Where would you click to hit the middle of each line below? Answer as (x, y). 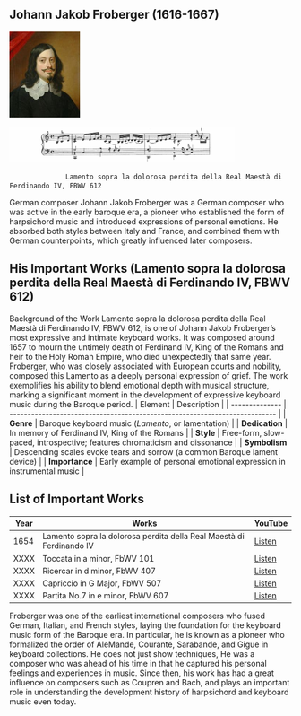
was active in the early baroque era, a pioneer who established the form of (147, 212)
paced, (22, 442)
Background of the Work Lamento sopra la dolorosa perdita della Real (138, 319)
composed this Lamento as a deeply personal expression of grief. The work (149, 375)
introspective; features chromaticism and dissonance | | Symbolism (162, 442)
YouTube (271, 523)
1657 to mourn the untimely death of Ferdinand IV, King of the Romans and (146, 347)
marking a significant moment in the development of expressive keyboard (145, 395)
